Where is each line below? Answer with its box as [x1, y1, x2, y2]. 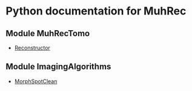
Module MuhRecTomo [5, 28, 90, 39]
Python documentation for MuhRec [5, 4, 187, 18]
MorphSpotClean [14, 77, 58, 85]
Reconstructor [14, 44, 51, 51]
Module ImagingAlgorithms [5, 61, 111, 72]
